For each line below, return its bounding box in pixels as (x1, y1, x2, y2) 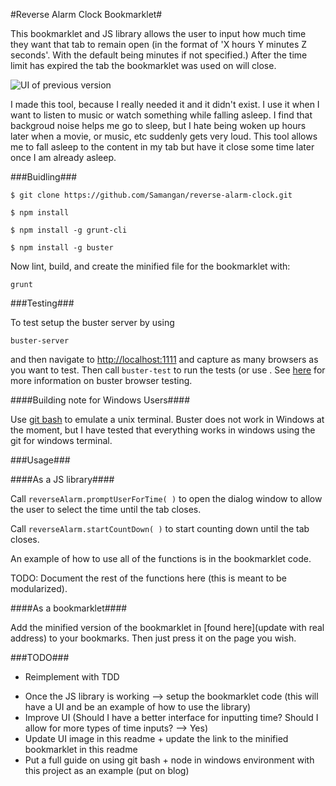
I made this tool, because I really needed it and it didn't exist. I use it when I (10, 99, 320, 110)
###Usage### (10, 454, 71, 466)
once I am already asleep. (10, 152, 117, 163)
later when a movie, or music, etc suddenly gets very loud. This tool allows (10, 130, 318, 142)
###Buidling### (10, 171, 78, 183)
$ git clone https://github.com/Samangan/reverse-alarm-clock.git (10, 190, 293, 200)
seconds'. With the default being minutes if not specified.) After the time (10, 49, 308, 61)
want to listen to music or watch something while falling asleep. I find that (10, 109, 313, 121)
